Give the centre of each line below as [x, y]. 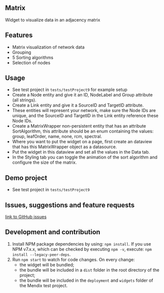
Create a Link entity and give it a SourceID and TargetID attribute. [78, 105]
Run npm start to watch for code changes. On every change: [73, 259]
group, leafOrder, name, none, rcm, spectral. [57, 136]
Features [19, 35]
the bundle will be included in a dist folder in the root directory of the [89, 270]
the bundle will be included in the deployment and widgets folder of [86, 280]
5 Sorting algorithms [33, 57]
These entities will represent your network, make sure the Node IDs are [84, 111]
